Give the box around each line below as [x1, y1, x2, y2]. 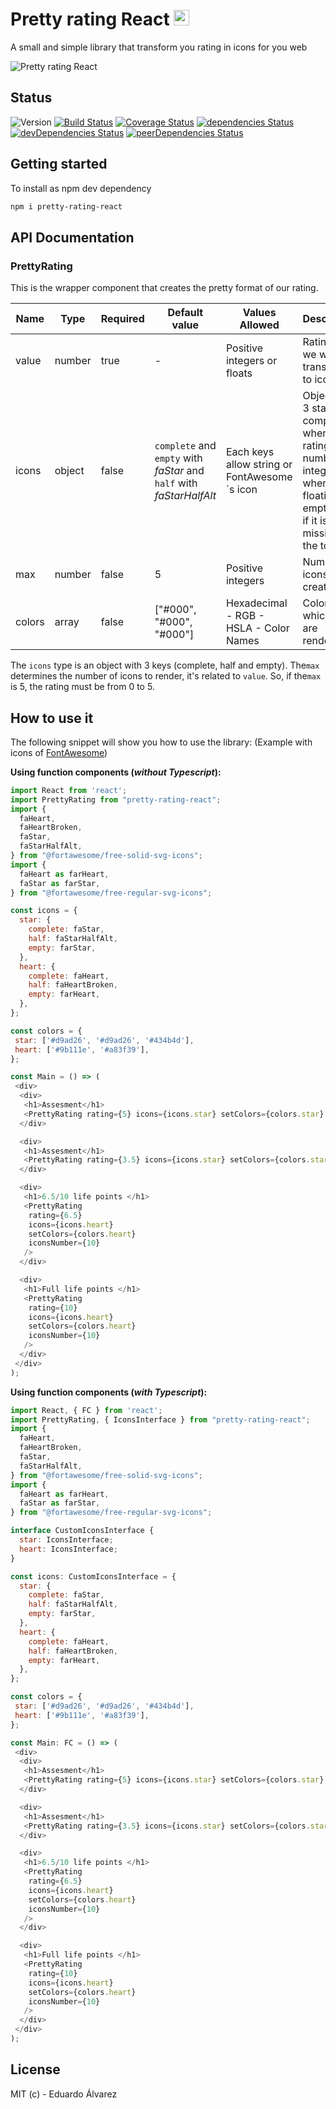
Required [100, 312, 145, 326]
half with [154, 476, 198, 490]
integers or [225, 354, 278, 368]
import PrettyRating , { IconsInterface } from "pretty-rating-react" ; [10, 1414, 311, 1425]
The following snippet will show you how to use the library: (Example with [10, 736, 313, 748]
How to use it [10, 709, 94, 727]
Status [10, 89, 53, 107]
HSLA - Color [225, 621, 290, 635]
